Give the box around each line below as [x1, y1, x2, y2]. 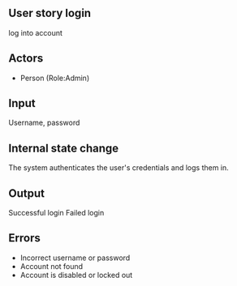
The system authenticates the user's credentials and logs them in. [8, 163, 229, 173]
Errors [8, 231, 41, 245]
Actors [8, 52, 44, 66]
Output [8, 186, 45, 200]
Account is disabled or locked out [19, 270, 133, 280]
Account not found [19, 261, 84, 271]
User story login [8, 6, 92, 20]
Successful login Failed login [8, 208, 105, 218]
